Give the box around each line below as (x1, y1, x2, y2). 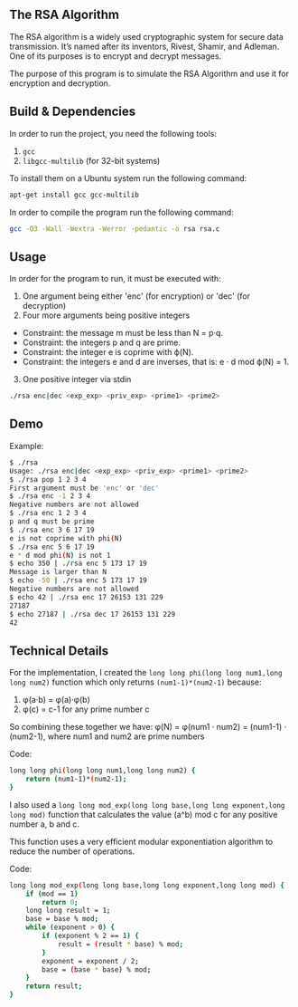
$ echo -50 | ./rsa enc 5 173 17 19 (9, 576, 147, 585)
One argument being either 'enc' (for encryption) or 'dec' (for (22, 291, 251, 302)
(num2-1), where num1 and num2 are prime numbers (9, 731, 205, 742)
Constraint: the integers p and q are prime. (22, 337, 182, 348)
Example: (9, 440, 44, 451)
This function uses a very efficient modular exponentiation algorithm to (9, 836, 274, 847)
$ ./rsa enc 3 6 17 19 (9, 525, 95, 534)
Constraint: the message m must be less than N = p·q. (22, 328, 224, 339)
